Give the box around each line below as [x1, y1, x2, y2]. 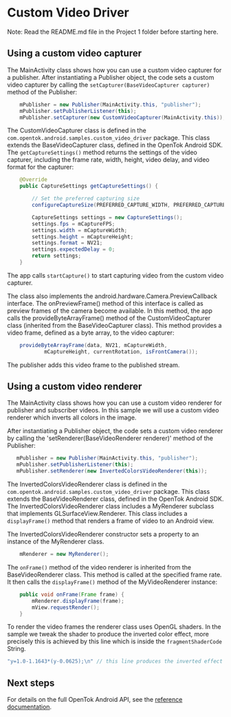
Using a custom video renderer [7, 381, 142, 393]
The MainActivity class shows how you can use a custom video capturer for [7, 65, 222, 74]
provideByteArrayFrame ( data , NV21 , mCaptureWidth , [19, 342, 168, 349]
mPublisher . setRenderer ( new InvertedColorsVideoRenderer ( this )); [16, 468, 208, 475]
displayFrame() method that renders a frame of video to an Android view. [7, 517, 214, 525]
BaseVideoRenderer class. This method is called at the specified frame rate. [7, 570, 222, 579]
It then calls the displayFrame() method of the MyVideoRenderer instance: [7, 577, 218, 586]
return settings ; [32, 253, 81, 260]
